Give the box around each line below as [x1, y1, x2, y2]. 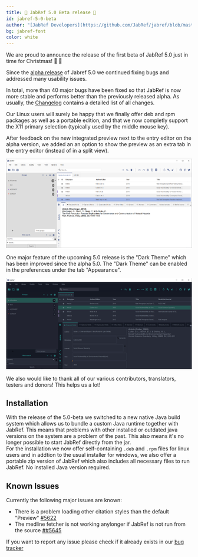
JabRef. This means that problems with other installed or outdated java [6, 426, 178, 433]
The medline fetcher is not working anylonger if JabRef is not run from [14, 520, 186, 528]
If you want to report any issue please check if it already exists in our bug [6, 538, 184, 545]
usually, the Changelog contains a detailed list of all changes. [6, 99, 155, 106]
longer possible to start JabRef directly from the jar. [6, 439, 131, 446]
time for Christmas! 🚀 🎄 [6, 58, 62, 65]
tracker [6, 545, 24, 552]
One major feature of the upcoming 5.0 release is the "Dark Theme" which [6, 253, 187, 261]
